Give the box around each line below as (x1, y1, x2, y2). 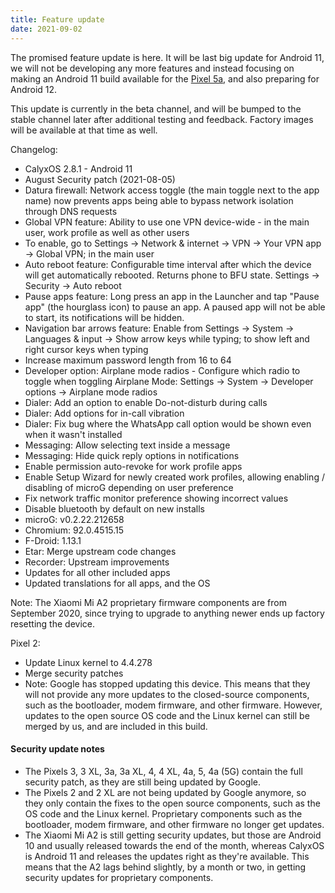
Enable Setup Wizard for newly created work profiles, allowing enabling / (24, 471, 325, 483)
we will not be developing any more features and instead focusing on (10, 62, 295, 74)
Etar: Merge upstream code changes (24, 545, 177, 557)
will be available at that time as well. (10, 124, 158, 136)
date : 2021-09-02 (10, 24, 83, 34)
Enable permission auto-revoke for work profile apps (24, 460, 243, 472)
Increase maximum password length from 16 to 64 (24, 354, 232, 366)
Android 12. (10, 83, 58, 95)
